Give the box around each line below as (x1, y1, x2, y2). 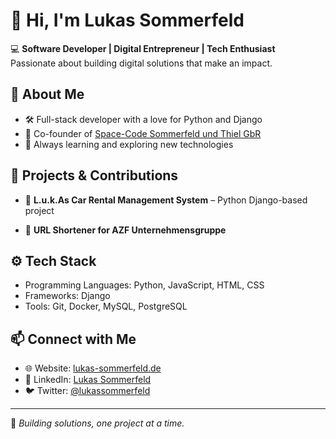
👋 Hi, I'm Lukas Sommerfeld (10, 9, 245, 32)
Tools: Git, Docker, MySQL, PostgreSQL (24, 300, 188, 313)
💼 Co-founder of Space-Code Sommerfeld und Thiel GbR (24, 127, 262, 139)
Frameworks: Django (24, 290, 111, 302)
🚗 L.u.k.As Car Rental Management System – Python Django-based (24, 194, 308, 206)
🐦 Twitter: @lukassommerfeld (24, 385, 151, 397)
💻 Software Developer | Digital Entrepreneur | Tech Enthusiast (10, 42, 276, 54)
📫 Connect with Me (10, 330, 137, 348)
